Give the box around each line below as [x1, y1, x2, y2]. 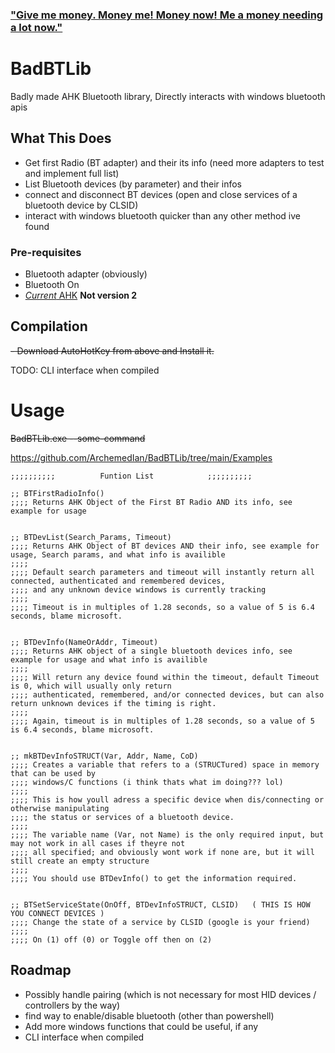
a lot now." [10, 20, 63, 34]
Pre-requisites [10, 245, 82, 259]
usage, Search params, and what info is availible [10, 549, 226, 560]
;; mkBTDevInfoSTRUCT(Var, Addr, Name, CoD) [10, 751, 199, 761]
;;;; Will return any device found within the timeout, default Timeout [10, 672, 320, 682]
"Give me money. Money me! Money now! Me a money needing [10, 8, 324, 22]
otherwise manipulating [10, 803, 110, 813]
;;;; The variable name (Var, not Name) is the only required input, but [10, 829, 325, 840]
